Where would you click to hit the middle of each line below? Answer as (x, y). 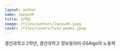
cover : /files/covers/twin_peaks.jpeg (45, 28)
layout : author (21, 10)
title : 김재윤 (18, 19)
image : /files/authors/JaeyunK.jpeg (43, 24)
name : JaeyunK (20, 14)
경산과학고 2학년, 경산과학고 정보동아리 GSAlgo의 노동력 (60, 43)
